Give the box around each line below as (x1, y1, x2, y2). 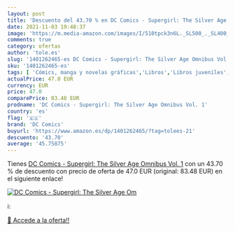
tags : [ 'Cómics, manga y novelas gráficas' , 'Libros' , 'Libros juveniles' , (7, 69, 230, 76)
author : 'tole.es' (7, 50, 61, 57)
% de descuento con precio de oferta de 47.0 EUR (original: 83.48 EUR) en (7, 167, 222, 176)
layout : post (7, 10, 45, 17)
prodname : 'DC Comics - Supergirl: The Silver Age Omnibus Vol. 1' (7, 101, 208, 108)
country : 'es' (7, 108, 49, 115)
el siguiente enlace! (7, 174, 64, 183)
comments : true (7, 36, 52, 43)
